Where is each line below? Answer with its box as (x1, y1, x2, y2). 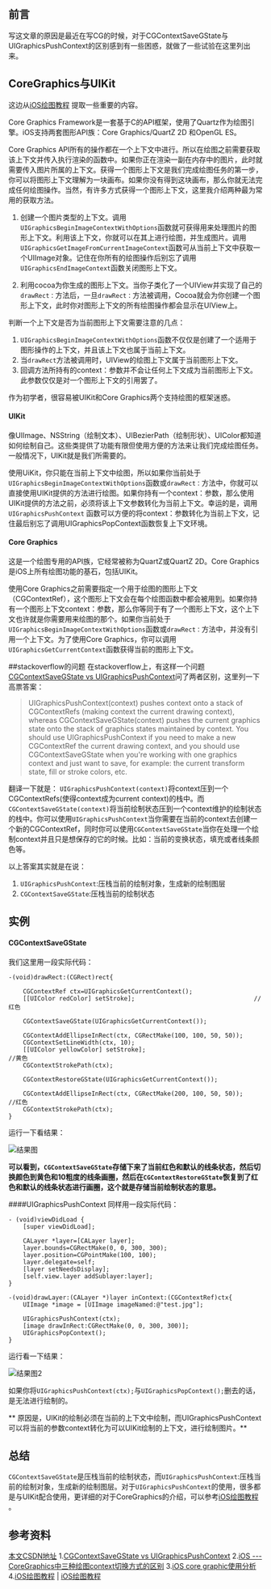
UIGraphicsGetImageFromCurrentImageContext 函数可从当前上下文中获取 (19, 242, 254, 253)
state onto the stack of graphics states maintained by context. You (27, 724, 249, 734)
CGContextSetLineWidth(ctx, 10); (23, 1039, 135, 1047)
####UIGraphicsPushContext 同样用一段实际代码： (8, 1199, 179, 1209)
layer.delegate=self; (23, 1258, 95, 1266)
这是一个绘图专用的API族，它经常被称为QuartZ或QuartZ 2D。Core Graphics (8, 557, 260, 567)
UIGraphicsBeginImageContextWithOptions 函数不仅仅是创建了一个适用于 (19, 334, 256, 344)
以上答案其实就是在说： (8, 861, 86, 872)
